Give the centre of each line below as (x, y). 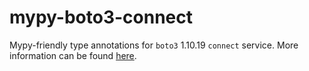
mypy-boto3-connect (101, 17)
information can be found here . (73, 55)
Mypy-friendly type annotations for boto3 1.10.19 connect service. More (154, 45)
